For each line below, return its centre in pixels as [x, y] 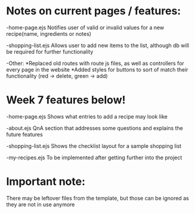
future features [24, 134]
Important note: [46, 182]
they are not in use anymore [41, 204]
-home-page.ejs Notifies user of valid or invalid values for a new [85, 27]
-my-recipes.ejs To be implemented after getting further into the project [94, 157]
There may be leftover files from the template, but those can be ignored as [97, 198]
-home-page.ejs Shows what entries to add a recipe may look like [87, 116]
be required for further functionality [50, 51]
